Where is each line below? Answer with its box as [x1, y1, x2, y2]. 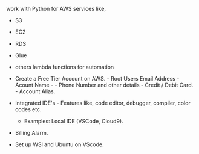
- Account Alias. [15, 88, 56, 95]
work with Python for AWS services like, [6, 5, 106, 12]
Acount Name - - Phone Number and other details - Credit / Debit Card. [15, 81, 194, 88]
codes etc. [15, 106, 42, 113]
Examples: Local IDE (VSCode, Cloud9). [24, 117, 123, 125]
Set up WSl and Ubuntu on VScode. [15, 141, 104, 148]
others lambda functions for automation [15, 63, 114, 70]
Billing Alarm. [15, 129, 48, 136]
